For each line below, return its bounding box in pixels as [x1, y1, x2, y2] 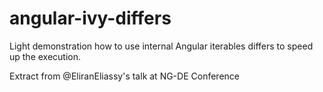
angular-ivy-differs [9, 7, 172, 30]
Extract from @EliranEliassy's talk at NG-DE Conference [9, 70, 240, 82]
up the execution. [9, 50, 82, 62]
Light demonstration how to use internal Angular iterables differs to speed [9, 40, 314, 52]
